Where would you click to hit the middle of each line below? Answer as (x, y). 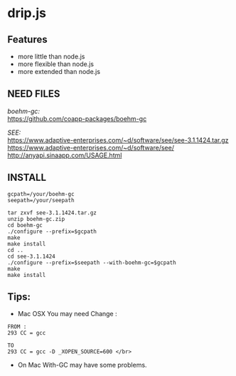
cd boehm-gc (25, 225)
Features (27, 40)
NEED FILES (34, 94)
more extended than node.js (59, 72)
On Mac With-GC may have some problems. (82, 365)
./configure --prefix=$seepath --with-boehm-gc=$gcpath (92, 262)
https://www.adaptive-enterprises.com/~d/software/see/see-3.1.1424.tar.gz (118, 140)
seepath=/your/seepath (41, 200)
